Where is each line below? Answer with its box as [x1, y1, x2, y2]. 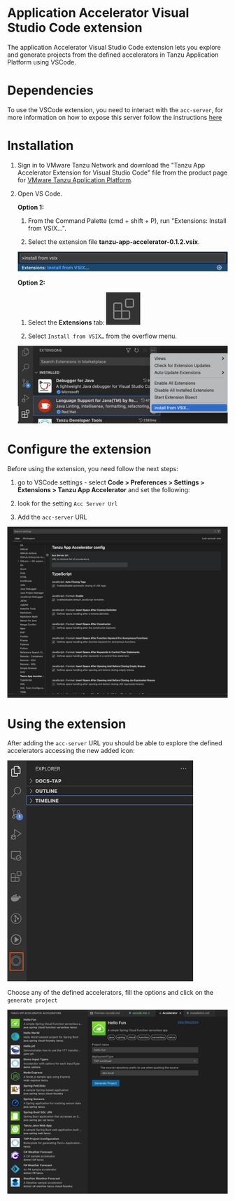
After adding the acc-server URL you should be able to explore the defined [7, 739, 222, 747]
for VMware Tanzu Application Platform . [17, 175, 133, 184]
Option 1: [17, 203, 44, 211]
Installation [7, 138, 74, 154]
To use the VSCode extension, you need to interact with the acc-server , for [7, 105, 224, 114]
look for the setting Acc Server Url [17, 499, 118, 508]
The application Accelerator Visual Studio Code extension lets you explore [7, 43, 222, 51]
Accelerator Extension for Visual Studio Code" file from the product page [17, 168, 228, 177]
